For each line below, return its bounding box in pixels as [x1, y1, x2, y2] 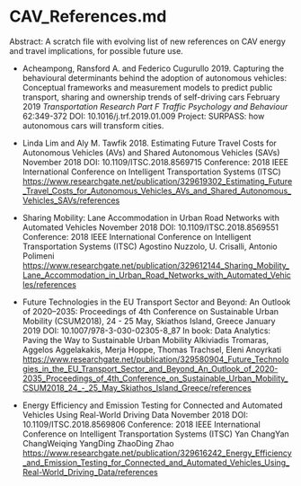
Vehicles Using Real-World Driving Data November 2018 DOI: [22, 409, 249, 420]
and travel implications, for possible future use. [9, 45, 184, 56]
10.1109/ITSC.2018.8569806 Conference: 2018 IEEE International [22, 419, 261, 429]
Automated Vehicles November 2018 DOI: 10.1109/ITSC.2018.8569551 [22, 222, 279, 233]
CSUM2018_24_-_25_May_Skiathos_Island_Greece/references [22, 382, 252, 393]
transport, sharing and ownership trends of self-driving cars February [22, 92, 280, 102]
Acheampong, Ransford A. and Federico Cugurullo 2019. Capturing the [22, 63, 285, 74]
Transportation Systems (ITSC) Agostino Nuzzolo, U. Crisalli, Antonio [22, 241, 278, 252]
